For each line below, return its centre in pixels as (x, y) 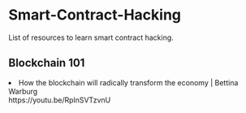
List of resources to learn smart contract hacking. (91, 37)
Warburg (23, 91)
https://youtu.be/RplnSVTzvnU (60, 100)
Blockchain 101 (47, 63)
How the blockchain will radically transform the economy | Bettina (129, 82)
